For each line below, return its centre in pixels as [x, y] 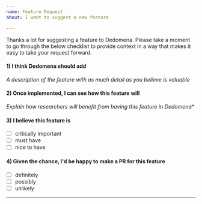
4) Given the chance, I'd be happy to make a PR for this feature [86, 161]
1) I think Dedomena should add [46, 66]
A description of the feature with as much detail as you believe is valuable [98, 79]
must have [28, 140]
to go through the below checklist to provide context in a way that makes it [99, 46]
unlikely [24, 188]
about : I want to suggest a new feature [58, 17]
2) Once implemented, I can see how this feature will [73, 93]
